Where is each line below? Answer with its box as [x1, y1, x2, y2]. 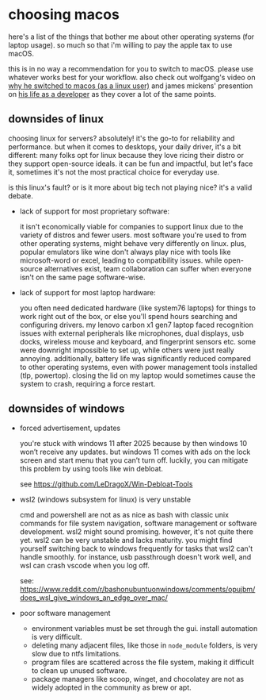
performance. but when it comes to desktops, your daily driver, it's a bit [8, 141, 241, 152]
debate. [8, 190, 33, 200]
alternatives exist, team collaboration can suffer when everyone [44, 263, 252, 273]
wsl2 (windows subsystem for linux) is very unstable [19, 494, 192, 504]
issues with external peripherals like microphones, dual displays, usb [19, 328, 244, 338]
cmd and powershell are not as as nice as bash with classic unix [19, 510, 230, 519]
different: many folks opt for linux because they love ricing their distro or [8, 150, 244, 160]
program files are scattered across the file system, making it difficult [31, 657, 255, 667]
